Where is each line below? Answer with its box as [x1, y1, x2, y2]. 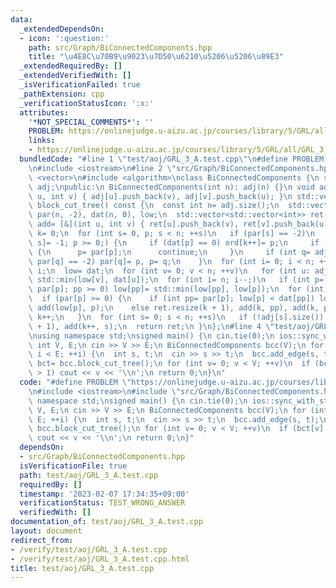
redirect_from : [10, 535, 74, 545]
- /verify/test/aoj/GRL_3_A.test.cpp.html [10, 554, 190, 564]
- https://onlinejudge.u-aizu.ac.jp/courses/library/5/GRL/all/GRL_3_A [28, 145, 333, 155]
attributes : [19, 107, 70, 118]
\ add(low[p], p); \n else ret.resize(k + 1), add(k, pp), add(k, [28, 303, 320, 313]
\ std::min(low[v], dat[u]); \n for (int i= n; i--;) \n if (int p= [28, 275, 325, 285]
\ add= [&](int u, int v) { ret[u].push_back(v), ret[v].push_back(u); [28, 219, 333, 230]
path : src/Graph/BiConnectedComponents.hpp [28, 42, 213, 53]
